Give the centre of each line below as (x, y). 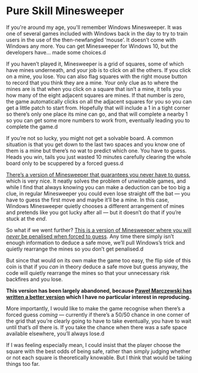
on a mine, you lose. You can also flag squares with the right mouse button (97, 76)
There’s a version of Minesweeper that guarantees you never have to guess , (98, 174)
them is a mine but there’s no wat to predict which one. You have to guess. (96, 150)
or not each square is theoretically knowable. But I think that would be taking (99, 357)
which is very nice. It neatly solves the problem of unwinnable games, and (96, 181)
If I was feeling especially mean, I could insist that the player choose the (93, 345)
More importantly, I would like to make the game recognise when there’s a (96, 308)
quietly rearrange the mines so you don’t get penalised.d (75, 249)
